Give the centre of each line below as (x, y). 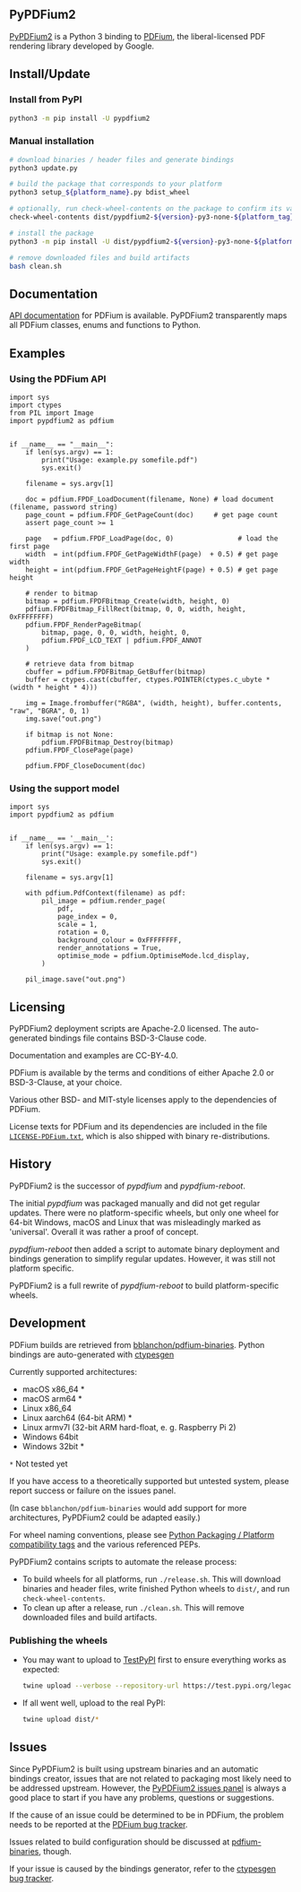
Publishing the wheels (59, 1640)
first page (30, 546)
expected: (41, 1669)
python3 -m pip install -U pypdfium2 (80, 118)
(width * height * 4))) (54, 687)
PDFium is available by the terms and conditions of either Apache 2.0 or (142, 1073)
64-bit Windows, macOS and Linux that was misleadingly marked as (135, 1222)
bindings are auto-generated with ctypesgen (92, 1354)
